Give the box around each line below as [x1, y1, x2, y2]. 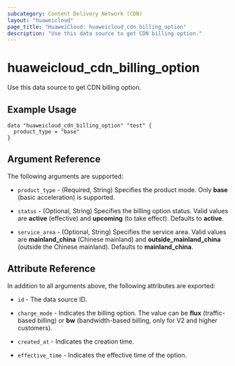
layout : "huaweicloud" [7, 17, 74, 24]
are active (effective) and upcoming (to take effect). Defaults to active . [17, 214, 224, 222]
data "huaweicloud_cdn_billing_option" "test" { [7, 122, 152, 129]
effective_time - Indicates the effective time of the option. [17, 351, 187, 359]
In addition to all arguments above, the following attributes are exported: [7, 281, 216, 290]
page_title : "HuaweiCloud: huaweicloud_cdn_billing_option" [7, 23, 187, 30]
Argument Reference [7, 154, 101, 165]
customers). [17, 323, 53, 332]
